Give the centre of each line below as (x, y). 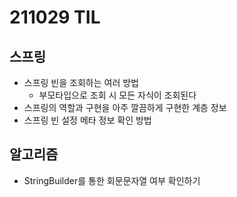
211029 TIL (55, 17)
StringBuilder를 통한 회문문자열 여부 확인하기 (112, 180)
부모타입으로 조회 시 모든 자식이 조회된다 (117, 95)
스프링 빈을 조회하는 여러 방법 (81, 82)
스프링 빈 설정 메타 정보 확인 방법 (87, 120)
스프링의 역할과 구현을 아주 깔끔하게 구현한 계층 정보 (125, 107)
